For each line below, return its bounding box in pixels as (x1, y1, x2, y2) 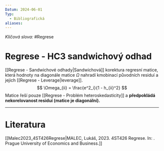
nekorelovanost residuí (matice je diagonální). (5, 98, 101, 103)
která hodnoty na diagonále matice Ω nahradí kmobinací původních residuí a (5, 72, 159, 78)
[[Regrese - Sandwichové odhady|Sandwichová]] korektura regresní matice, (5, 67, 159, 73)
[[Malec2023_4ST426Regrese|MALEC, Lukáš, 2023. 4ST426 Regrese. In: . (5, 135, 155, 141)
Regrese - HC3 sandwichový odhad (5, 51, 152, 62)
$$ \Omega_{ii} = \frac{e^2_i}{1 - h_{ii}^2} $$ (37, 85, 127, 91)
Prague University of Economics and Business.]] (5, 140, 102, 146)
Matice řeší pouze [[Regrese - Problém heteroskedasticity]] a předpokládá (5, 93, 155, 99)
